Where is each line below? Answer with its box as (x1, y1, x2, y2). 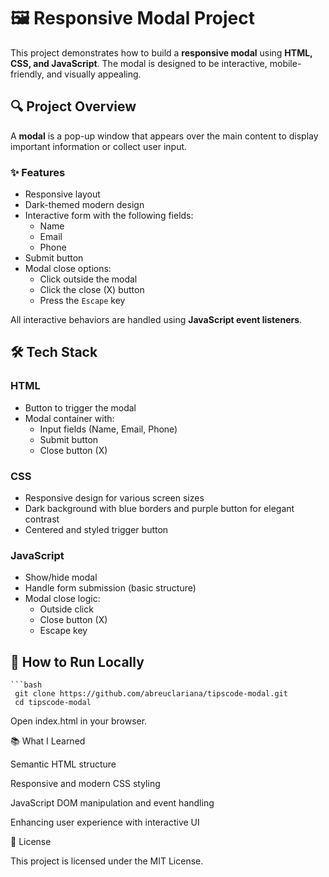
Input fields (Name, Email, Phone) (39, 423, 178, 435)
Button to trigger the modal (24, 401, 137, 414)
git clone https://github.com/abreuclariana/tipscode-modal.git (14, 689, 288, 699)
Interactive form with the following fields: (24, 210, 194, 222)
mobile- (269, 57, 302, 69)
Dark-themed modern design (24, 199, 145, 211)
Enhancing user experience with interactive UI (10, 816, 200, 829)
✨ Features (10, 165, 66, 179)
